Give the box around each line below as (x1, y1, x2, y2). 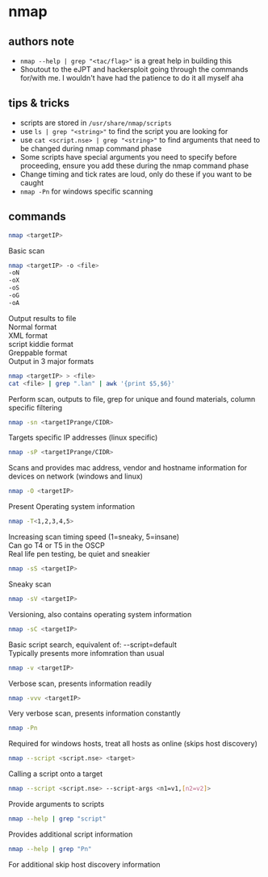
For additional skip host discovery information (8, 859, 161, 869)
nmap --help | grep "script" (8, 815, 107, 823)
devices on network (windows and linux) (8, 471, 144, 482)
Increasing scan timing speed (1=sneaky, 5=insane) (8, 532, 180, 541)
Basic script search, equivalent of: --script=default (8, 640, 178, 649)
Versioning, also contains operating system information (8, 609, 192, 619)
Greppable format (8, 348, 68, 357)
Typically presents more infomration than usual (8, 648, 165, 658)
